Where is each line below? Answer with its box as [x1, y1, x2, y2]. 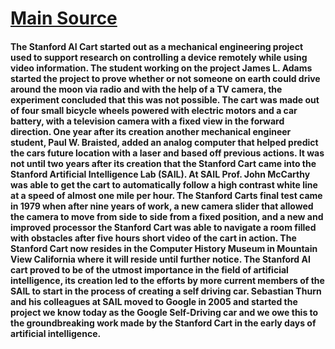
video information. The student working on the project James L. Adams [10, 62, 313, 74]
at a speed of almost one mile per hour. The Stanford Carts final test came [10, 189, 323, 201]
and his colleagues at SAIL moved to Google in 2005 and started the [10, 295, 298, 307]
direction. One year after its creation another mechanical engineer [10, 125, 292, 137]
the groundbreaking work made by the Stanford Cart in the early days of [10, 317, 317, 329]
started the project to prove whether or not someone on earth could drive [10, 72, 321, 84]
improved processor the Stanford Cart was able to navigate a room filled [10, 221, 317, 233]
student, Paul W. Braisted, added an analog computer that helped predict [10, 136, 319, 148]
